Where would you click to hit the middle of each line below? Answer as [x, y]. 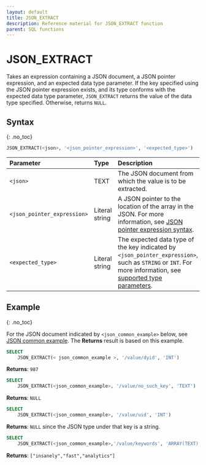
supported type [140, 278]
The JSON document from [155, 173]
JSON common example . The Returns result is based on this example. [95, 340]
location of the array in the [156, 206]
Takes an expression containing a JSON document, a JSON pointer [91, 77]
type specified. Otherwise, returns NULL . [57, 103]
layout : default [27, 12]
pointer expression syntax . [156, 229]
